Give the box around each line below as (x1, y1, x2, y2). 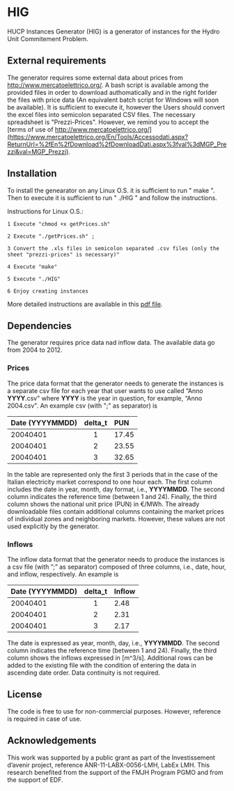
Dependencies (7, 320, 72, 332)
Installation (7, 168, 57, 180)
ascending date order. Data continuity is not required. (7, 668, 160, 677)
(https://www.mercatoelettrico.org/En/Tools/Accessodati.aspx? (7, 132, 189, 141)
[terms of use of (7, 125, 54, 133)
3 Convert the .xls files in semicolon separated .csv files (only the (7, 245, 219, 252)
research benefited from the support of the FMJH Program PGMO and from (7, 768, 224, 776)
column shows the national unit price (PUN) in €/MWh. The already (7, 500, 200, 508)
